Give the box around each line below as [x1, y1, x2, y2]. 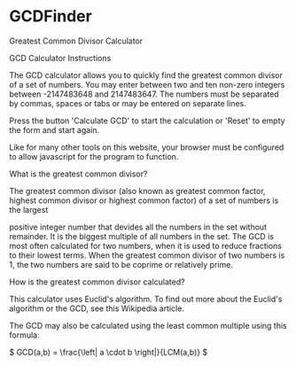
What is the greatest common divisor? [9, 168, 148, 179]
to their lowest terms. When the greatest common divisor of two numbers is [9, 250, 285, 261]
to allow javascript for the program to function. [9, 151, 179, 161]
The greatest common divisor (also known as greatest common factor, [9, 185, 266, 196]
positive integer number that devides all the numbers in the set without [9, 222, 268, 232]
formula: [9, 330, 40, 340]
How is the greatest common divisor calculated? [9, 276, 185, 287]
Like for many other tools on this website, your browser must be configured [9, 142, 284, 152]
